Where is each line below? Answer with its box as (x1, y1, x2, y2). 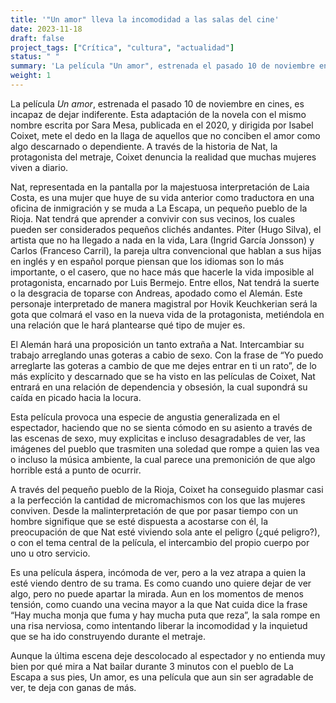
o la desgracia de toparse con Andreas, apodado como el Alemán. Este (10, 287, 303, 299)
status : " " (10, 52, 60, 62)
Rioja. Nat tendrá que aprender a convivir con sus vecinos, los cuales (10, 212, 296, 225)
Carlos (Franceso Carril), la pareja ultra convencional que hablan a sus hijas (10, 244, 322, 256)
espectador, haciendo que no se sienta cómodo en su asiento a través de (10, 421, 313, 433)
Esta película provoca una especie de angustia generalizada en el (10, 411, 280, 423)
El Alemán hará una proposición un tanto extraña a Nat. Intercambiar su (10, 338, 305, 350)
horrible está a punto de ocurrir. (10, 464, 142, 476)
